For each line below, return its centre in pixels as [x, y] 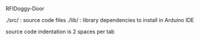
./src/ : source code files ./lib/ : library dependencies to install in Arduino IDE [100, 20]
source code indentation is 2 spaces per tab [60, 31]
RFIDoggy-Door [25, 9]
